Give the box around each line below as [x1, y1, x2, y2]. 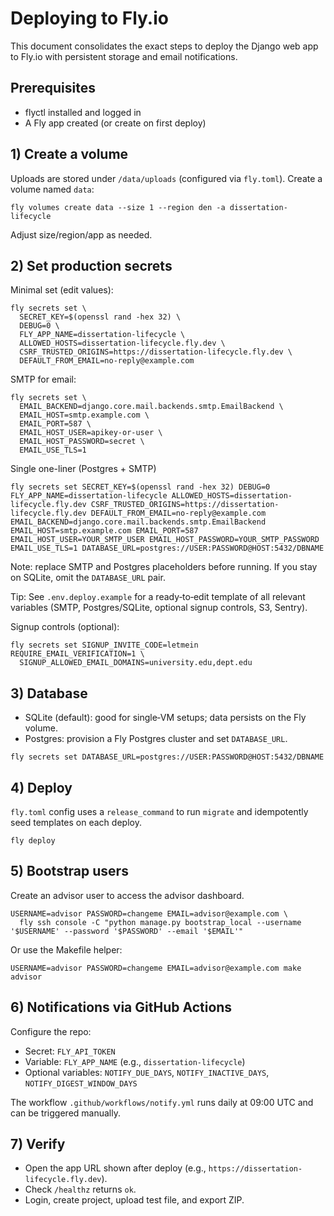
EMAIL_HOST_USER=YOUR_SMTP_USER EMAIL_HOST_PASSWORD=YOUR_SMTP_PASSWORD [10, 535, 320, 545]
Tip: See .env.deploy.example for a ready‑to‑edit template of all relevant [10, 591, 306, 603]
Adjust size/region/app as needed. [10, 228, 153, 241]
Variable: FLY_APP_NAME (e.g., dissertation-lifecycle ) [24, 1055, 246, 1067]
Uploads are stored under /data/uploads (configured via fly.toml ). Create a [10, 172, 323, 184]
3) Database [10, 685, 88, 702]
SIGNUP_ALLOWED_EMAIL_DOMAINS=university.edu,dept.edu [19, 658, 253, 668]
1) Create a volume [10, 146, 129, 163]
